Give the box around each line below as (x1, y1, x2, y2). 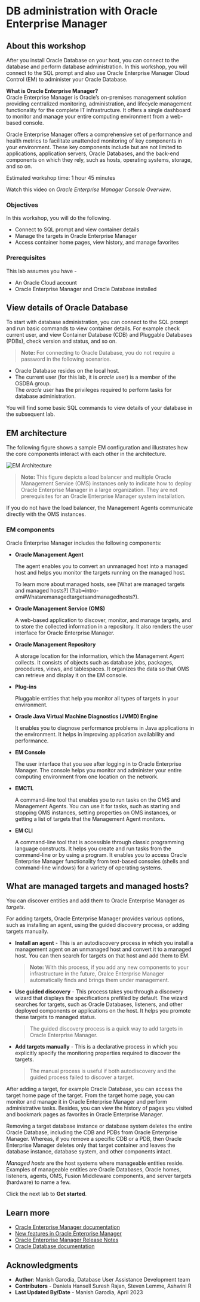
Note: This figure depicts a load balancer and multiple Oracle (20, 473, 171, 481)
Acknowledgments (6, 1260, 79, 1270)
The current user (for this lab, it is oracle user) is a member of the (14, 373, 176, 381)
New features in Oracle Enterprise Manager (14, 1230, 122, 1237)
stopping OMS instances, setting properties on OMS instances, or (14, 809, 177, 816)
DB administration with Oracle (6, 4, 158, 18)
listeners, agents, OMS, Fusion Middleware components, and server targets (6, 1173, 192, 1180)
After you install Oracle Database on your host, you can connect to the (6, 57, 180, 64)
